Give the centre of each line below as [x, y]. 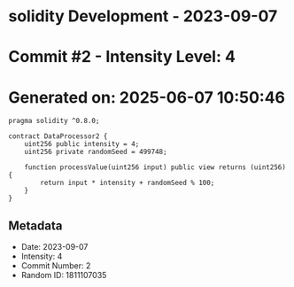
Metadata [35, 225]
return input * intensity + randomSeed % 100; [128, 183]
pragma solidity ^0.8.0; [54, 121]
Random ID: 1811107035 [64, 275]
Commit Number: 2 [56, 266]
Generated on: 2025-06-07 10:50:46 [147, 97]
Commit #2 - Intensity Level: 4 [122, 57]
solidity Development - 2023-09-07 [143, 16]
